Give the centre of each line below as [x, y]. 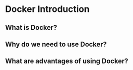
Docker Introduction [47, 9]
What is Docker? [31, 28]
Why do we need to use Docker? [56, 44]
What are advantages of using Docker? [67, 61]
